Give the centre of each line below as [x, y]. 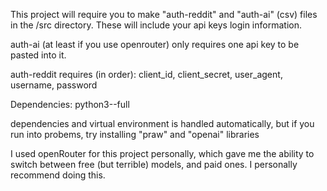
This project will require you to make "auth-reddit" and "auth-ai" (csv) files [164, 14]
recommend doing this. [58, 175]
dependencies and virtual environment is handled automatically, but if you [162, 123]
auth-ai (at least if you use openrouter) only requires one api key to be [155, 44]
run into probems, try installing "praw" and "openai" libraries [135, 134]
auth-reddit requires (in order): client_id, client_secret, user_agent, [146, 74]
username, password [54, 85]
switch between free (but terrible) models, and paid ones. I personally [154, 164]
